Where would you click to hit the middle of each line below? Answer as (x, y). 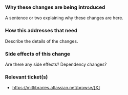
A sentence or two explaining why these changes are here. (64, 18)
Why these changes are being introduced (55, 7)
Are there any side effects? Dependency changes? (56, 64)
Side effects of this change (38, 54)
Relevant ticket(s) (26, 77)
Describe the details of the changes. (42, 41)
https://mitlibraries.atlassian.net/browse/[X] (56, 88)
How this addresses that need (41, 31)
